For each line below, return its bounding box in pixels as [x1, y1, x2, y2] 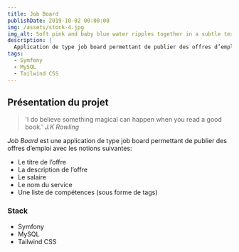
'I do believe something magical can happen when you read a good [24, 115, 222, 124]
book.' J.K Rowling [24, 122, 80, 132]
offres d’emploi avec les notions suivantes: [7, 144, 133, 153]
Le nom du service [17, 181, 73, 189]
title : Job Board [7, 10, 59, 18]
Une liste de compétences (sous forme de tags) [17, 188, 158, 196]
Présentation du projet [7, 96, 109, 108]
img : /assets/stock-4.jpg [7, 23, 84, 31]
